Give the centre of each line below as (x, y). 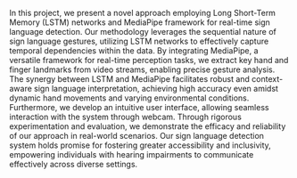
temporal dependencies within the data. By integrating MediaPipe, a (134, 51)
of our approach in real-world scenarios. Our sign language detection (137, 136)
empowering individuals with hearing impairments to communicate (132, 154)
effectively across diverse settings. (74, 164)
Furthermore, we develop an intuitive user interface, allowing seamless (139, 107)
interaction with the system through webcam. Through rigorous (126, 117)
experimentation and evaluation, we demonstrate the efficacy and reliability (148, 126)
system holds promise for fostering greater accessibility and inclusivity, (140, 145)
